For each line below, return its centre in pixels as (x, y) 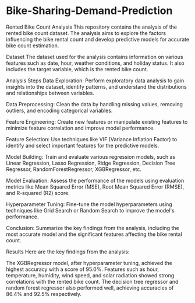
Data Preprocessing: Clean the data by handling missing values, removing (95, 104)
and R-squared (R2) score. (38, 193)
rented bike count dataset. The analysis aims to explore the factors (86, 33)
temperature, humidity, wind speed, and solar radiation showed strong (90, 275)
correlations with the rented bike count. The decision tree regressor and (92, 281)
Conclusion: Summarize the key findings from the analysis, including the (93, 228)
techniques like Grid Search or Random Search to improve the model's (90, 210)
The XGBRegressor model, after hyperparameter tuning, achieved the (89, 263)
